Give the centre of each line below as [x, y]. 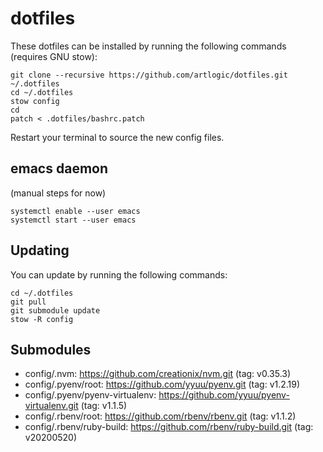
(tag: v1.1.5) [104, 406]
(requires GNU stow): [54, 56]
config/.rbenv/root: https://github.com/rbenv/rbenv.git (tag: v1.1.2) [160, 416]
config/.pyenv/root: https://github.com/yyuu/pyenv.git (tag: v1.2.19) [162, 384]
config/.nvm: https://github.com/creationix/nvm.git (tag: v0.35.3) [158, 374]
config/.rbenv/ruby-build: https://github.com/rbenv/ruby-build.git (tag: [169, 427]
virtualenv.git [51, 406]
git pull [28, 302]
